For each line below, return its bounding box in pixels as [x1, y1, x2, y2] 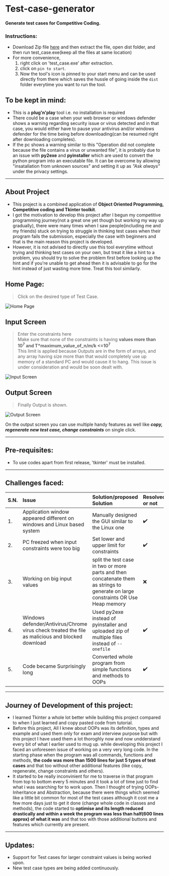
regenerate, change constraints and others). [12, 768, 105, 774]
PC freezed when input [22, 539, 77, 546]
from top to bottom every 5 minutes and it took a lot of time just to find [12, 779, 158, 785]
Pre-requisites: [5, 446, 54, 455]
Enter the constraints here [17, 331, 72, 337]
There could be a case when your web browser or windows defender [12, 114, 156, 121]
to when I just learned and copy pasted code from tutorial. [12, 720, 133, 726]
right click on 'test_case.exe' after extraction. [20, 60, 114, 66]
